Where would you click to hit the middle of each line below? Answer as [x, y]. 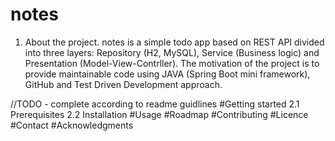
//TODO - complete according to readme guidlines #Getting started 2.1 [155, 104]
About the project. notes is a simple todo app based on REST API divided [174, 42]
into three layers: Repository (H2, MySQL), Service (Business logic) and [172, 52]
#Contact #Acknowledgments [72, 125]
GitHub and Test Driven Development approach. [123, 84]
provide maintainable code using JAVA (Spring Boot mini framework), [167, 74]
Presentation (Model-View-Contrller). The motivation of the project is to [172, 63]
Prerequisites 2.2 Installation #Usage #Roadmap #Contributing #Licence [159, 114]
